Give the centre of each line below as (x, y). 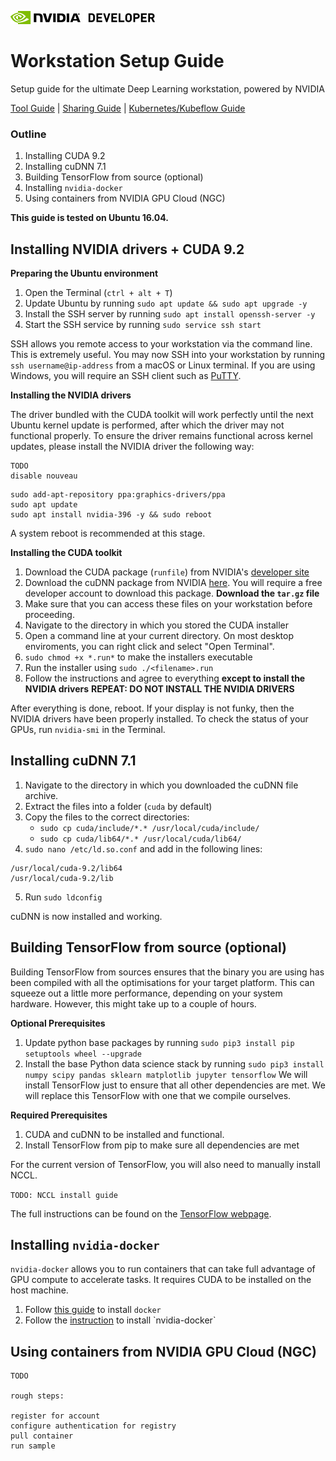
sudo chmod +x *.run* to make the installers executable (138, 657)
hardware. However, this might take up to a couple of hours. (133, 1003)
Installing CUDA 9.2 (65, 156)
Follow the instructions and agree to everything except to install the (165, 678)
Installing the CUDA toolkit (66, 553)
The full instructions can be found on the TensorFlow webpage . (141, 1213)
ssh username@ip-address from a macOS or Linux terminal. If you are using (163, 365)
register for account (55, 1416)
